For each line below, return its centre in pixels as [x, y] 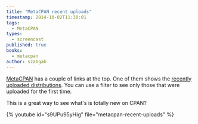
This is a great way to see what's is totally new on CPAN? [77, 103]
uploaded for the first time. [39, 91]
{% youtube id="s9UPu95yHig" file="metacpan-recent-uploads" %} [90, 114]
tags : [13, 23]
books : [14, 51]
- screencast [28, 39]
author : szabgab [26, 61]
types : [14, 34]
